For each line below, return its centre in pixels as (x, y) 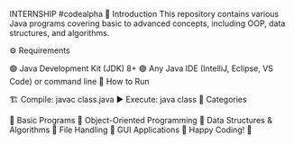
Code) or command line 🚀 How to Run (79, 81)
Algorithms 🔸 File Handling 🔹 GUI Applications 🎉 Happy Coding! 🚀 (131, 130)
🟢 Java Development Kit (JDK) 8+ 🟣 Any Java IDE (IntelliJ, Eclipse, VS (141, 68)
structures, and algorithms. (60, 33)
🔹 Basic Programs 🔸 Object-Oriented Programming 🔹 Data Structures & (141, 120)
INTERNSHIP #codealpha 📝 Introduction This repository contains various (144, 14)
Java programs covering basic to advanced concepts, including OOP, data (147, 23)
